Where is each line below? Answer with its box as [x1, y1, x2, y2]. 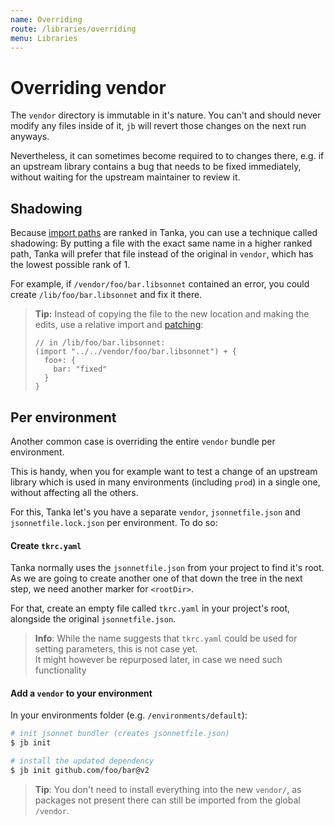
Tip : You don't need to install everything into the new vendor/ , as [34, 783, 302, 795]
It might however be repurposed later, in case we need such [34, 654, 283, 666]
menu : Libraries [10, 33, 78, 43]
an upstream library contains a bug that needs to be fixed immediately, [10, 161, 302, 173]
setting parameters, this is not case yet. [34, 643, 198, 655]
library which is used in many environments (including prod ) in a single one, [10, 476, 321, 488]
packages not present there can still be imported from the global [34, 794, 301, 806]
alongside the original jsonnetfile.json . [10, 613, 177, 625]
